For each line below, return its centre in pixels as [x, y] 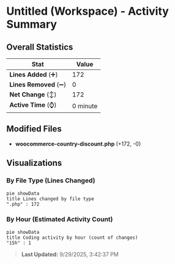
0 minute [85, 106]
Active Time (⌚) [33, 105]
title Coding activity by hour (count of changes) [72, 238]
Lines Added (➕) [34, 75]
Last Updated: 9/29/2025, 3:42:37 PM [70, 254]
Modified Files [34, 129]
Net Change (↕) [33, 95]
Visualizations [34, 163]
